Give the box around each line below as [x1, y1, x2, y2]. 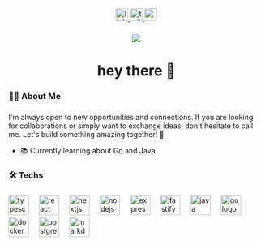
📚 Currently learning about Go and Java [19, 145, 156, 155]
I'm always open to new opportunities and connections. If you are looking [8, 112, 254, 122]
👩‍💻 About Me [8, 91, 61, 102]
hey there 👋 [96, 62, 176, 80]
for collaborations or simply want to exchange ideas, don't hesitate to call [8, 121, 254, 131]
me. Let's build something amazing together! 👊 [8, 129, 165, 139]
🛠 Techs [8, 170, 44, 181]
